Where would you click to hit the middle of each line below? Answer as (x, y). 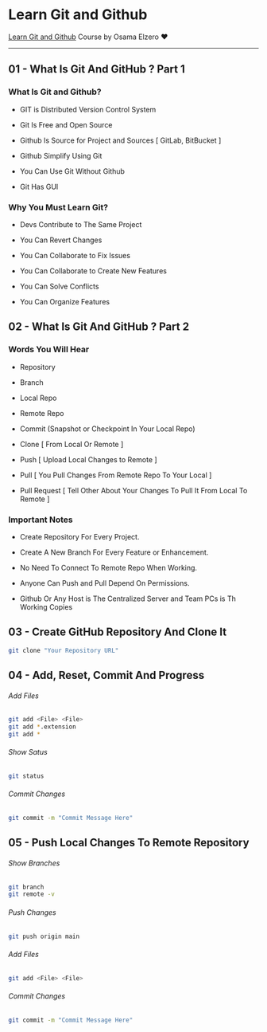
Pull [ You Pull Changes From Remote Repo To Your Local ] (116, 475)
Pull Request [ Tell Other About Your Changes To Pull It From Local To (133, 490)
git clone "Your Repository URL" (64, 650)
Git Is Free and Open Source (66, 124)
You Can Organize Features (64, 301)
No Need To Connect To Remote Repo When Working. (108, 567)
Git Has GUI (39, 186)
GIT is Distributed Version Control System (88, 109)
